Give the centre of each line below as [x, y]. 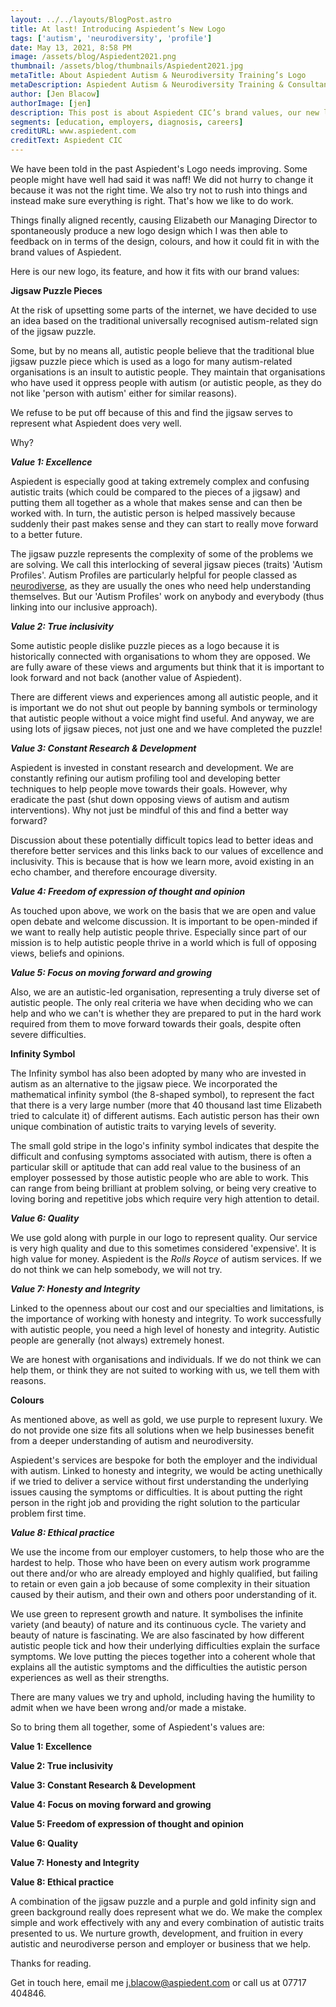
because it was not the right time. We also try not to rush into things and [159, 190]
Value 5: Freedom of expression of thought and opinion [127, 1824]
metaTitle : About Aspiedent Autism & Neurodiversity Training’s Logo [158, 76]
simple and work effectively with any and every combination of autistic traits [167, 1922]
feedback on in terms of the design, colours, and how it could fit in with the [165, 241]
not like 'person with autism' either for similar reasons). [124, 393]
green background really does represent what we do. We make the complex [166, 1912]
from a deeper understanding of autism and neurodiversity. [132, 1440]
